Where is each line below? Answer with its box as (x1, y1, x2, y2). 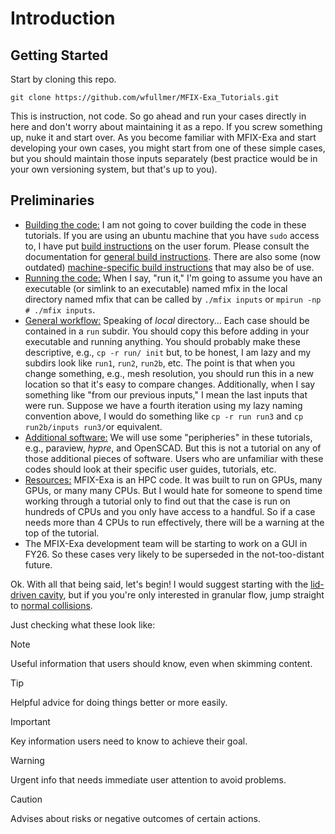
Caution (10, 793, 43, 805)
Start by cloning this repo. (10, 73, 117, 85)
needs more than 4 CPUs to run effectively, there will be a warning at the (24, 516, 325, 528)
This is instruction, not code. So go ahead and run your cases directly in (10, 110, 307, 122)
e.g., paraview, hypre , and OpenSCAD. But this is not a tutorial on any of (24, 442, 322, 454)
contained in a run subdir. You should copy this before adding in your (24, 325, 310, 337)
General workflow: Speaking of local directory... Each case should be (24, 314, 310, 326)
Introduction (10, 7, 116, 30)
